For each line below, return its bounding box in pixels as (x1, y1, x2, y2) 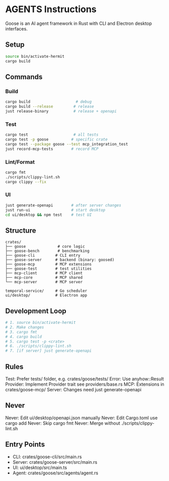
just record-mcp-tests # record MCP (5, 146, 99, 152)
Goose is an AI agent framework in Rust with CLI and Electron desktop (5, 20, 152, 26)
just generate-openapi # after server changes (5, 203, 122, 208)
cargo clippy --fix (5, 179, 47, 184)
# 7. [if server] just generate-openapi (5, 348, 92, 353)
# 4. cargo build (5, 334, 42, 339)
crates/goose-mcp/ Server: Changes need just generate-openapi (5, 387, 142, 393)
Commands (5, 72, 43, 81)
